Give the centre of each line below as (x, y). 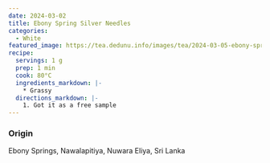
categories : (28, 31)
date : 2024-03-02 (37, 16)
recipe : (21, 53)
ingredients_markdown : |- (59, 83)
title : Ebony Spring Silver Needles (70, 23)
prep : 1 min (36, 68)
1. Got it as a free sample (70, 105)
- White (29, 38)
